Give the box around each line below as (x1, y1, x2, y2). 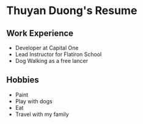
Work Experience (6, 28, 74, 38)
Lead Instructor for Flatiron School (15, 51, 102, 58)
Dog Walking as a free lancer (15, 57, 89, 64)
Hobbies (6, 75, 40, 86)
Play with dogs (15, 97, 53, 104)
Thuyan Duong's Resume (6, 4, 137, 18)
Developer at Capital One (15, 44, 79, 51)
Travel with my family (15, 111, 69, 118)
